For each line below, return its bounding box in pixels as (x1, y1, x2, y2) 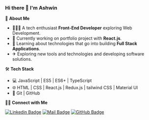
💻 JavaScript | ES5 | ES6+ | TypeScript (12, 78, 92, 84)
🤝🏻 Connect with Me (5, 100, 48, 106)
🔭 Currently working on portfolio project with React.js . (12, 35, 122, 41)
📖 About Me (5, 16, 30, 22)
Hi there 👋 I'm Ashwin (5, 4, 57, 11)
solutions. (12, 56, 32, 62)
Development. (12, 30, 41, 36)
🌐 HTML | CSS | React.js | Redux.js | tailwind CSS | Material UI (12, 85, 138, 91)
